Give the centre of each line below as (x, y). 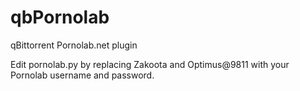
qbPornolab (60, 17)
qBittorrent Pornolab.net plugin (74, 45)
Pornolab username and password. (82, 75)
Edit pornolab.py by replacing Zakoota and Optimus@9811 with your (150, 64)
